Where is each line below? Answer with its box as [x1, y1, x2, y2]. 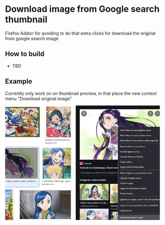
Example [5, 77, 32, 86]
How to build [5, 50, 45, 58]
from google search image [5, 36, 59, 41]
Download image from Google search [5, 3, 160, 15]
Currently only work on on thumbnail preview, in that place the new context [5, 90, 157, 96]
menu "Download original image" [5, 95, 72, 102]
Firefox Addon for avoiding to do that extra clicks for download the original [5, 30, 156, 36]
